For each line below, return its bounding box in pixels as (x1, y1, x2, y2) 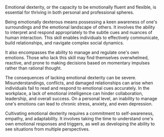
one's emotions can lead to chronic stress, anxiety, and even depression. (5, 101, 153, 106)
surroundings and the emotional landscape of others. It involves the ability (5, 24, 156, 30)
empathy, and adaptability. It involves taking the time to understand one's (5, 116, 154, 121)
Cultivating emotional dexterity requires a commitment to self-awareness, (5, 110, 154, 116)
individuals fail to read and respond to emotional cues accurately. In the (5, 85, 150, 91)
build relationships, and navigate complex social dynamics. (5, 40, 124, 46)
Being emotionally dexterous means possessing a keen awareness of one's (5, 19, 158, 25)
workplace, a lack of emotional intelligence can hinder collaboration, (5, 91, 143, 96)
